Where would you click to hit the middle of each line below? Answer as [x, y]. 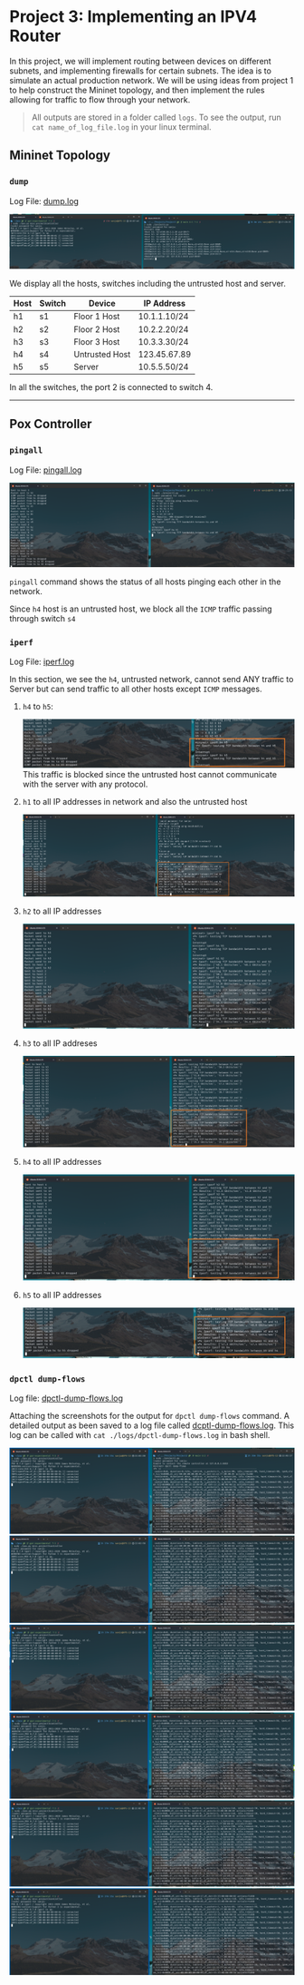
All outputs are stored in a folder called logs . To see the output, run [157, 117]
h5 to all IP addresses [62, 1295]
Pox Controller [51, 424]
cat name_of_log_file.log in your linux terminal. [121, 127]
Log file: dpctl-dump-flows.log [66, 1398]
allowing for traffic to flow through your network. [100, 99]
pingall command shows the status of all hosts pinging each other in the [145, 582]
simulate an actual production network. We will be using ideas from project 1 [152, 80]
